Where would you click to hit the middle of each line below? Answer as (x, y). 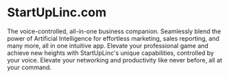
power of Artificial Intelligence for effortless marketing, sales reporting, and (113, 38)
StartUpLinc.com (57, 13)
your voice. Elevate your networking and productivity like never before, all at (115, 60)
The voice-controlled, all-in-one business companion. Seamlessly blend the (114, 31)
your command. (29, 67)
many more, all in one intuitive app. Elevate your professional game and (108, 45)
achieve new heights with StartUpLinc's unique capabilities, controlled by (111, 53)
